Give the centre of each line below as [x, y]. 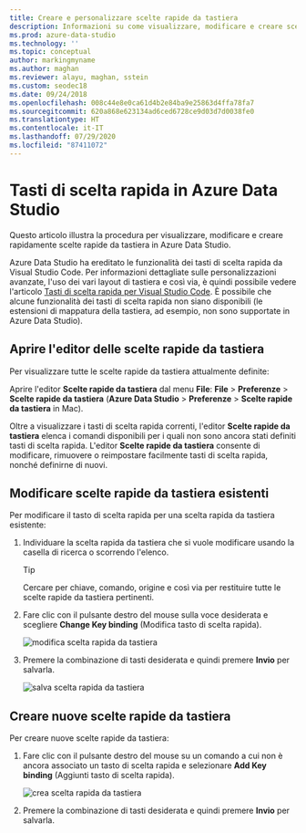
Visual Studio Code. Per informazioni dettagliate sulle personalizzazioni [143, 272]
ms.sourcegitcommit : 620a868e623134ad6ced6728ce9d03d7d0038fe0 [132, 111]
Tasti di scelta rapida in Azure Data [144, 190]
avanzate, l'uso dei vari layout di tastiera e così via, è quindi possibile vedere [153, 281]
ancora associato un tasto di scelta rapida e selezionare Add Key [144, 765]
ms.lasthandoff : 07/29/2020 [63, 137]
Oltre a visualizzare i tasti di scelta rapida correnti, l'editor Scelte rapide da [150, 426]
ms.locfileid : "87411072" [58, 145]
